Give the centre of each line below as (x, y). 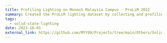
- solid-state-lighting (34, 23)
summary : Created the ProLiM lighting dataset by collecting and (74, 14)
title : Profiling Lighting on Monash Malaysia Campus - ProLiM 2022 (78, 10)
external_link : (21, 33)
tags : (11, 19)
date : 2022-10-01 (23, 28)
